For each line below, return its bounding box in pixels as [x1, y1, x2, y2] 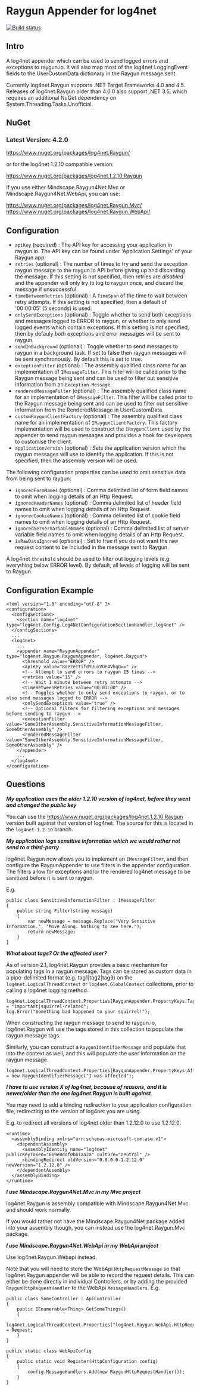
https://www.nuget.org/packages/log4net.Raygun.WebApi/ [6, 208, 151, 216]
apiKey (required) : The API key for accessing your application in [14, 241, 173, 248]
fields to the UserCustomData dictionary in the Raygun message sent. [6, 70, 177, 77]
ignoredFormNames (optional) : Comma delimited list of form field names [14, 487, 188, 494]
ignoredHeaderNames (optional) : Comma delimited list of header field [14, 499, 182, 506]
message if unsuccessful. [14, 285, 79, 293]
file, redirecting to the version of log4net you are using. [6, 1107, 142, 1114]
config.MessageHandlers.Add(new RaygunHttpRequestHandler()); [27, 1369, 185, 1375]
